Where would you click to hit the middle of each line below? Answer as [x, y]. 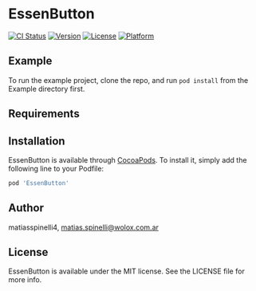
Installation [37, 141]
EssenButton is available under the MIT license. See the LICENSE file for [126, 271]
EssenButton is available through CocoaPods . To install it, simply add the [128, 159]
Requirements [44, 114]
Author [26, 208]
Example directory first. [47, 88]
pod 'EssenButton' [39, 183]
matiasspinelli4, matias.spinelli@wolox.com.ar [84, 227]
